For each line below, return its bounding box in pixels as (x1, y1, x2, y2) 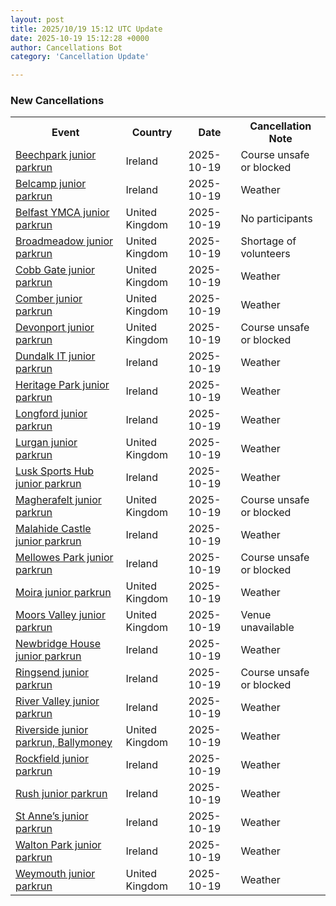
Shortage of (240, 234, 297, 248)
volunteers (240, 247, 291, 261)
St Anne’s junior (15, 809, 89, 823)
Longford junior (15, 407, 88, 421)
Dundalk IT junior (15, 349, 96, 363)
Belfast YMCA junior (15, 206, 110, 220)
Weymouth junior (15, 867, 96, 881)
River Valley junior (15, 694, 100, 708)
